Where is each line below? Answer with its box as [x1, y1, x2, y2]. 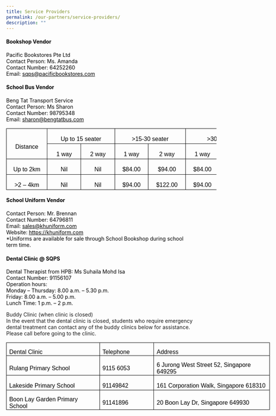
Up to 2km [13, 166, 41, 173]
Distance [15, 143, 38, 150]
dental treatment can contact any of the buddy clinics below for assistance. [6, 324, 191, 331]
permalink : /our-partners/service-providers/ [6, 14, 120, 20]
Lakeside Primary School [9, 382, 75, 389]
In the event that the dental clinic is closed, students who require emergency [6, 318, 193, 325]
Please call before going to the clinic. [6, 330, 97, 337]
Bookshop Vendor [6, 38, 52, 45]
